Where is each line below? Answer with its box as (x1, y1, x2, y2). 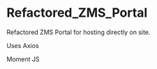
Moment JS (6, 54, 40, 63)
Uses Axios (6, 41, 39, 49)
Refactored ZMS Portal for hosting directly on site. (6, 28, 151, 36)
